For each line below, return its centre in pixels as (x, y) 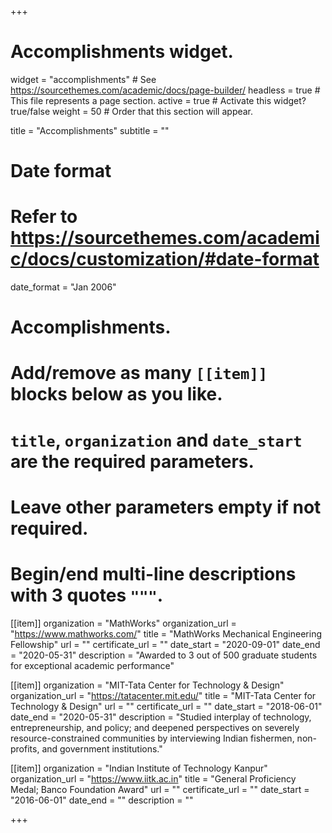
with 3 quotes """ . (87, 595)
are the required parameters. (132, 461)
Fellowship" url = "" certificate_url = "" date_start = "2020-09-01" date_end (165, 644)
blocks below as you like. (116, 394)
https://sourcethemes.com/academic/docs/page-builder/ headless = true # (165, 90)
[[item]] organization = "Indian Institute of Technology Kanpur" (139, 768)
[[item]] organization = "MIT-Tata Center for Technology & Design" (147, 685)
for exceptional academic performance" (92, 665)
